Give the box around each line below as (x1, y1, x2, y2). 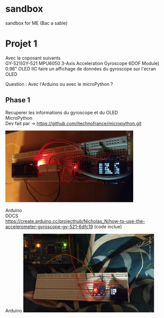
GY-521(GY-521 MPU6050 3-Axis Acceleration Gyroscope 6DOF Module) (5, 60, 160, 66)
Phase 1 (5, 96, 31, 105)
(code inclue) (94, 223, 122, 230)
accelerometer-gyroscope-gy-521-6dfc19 (5, 223, 93, 230)
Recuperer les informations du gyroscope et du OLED (5, 109, 118, 116)
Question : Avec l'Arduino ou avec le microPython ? (5, 81, 113, 87)
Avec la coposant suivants (5, 55, 60, 61)
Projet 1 (5, 38, 37, 50)
